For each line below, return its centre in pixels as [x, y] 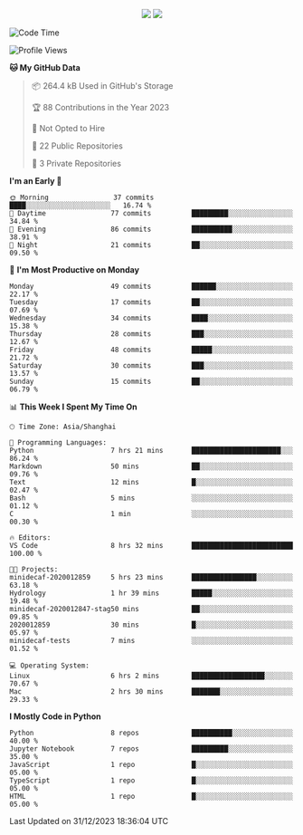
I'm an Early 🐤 [36, 181]
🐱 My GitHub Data [45, 67]
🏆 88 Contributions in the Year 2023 [100, 107]
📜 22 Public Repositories [77, 146]
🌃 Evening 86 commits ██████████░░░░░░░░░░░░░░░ [151, 229]
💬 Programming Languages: [58, 443]
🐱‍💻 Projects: [34, 570]
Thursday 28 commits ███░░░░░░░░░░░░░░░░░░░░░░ [151, 334]
